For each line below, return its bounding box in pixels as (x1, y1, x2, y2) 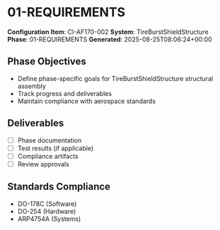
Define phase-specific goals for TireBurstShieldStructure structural (17, 74, 214, 83)
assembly (17, 82, 46, 90)
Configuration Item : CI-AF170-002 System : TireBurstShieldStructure (7, 28, 209, 36)
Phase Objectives (7, 56, 86, 68)
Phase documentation (17, 135, 82, 145)
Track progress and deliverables (17, 89, 112, 97)
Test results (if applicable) (17, 144, 94, 152)
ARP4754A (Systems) (17, 214, 81, 223)
